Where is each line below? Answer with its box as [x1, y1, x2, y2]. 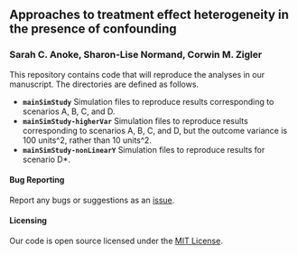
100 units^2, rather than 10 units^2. [22, 135, 152, 146]
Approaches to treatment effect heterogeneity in [9, 7, 289, 23]
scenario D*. [22, 154, 70, 165]
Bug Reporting [9, 175, 65, 185]
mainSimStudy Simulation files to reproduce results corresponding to [22, 96, 275, 107]
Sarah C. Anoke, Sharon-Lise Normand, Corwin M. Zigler [9, 49, 263, 61]
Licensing [9, 215, 48, 226]
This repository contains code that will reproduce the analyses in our [9, 69, 265, 80]
